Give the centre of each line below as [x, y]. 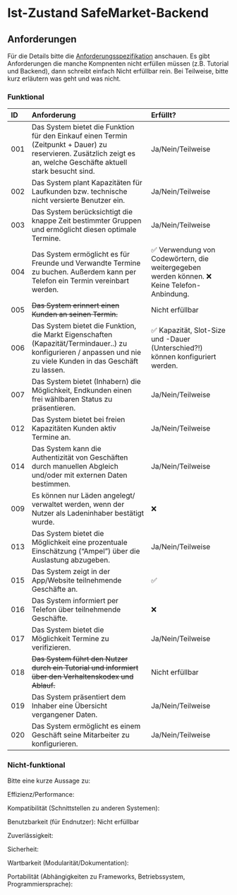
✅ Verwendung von [183, 250]
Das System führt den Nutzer [80, 659]
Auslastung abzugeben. [71, 560]
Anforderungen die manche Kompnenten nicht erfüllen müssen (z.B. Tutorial [118, 64]
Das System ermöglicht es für [81, 255]
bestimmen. [51, 484]
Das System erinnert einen [75, 305]
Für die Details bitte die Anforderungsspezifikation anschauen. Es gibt [109, 56]
